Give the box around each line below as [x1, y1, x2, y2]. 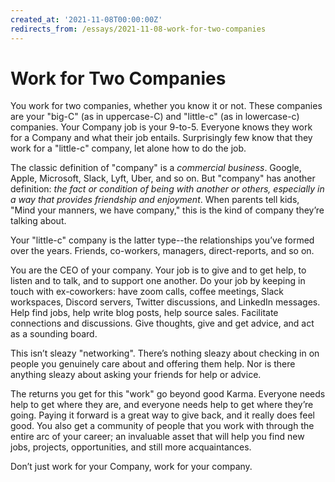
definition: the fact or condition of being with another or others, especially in [10, 183, 325, 195]
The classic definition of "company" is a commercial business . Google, [10, 162, 302, 174]
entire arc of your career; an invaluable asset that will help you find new [10, 431, 305, 443]
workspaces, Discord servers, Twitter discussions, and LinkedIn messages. [10, 296, 321, 308]
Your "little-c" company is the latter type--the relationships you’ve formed [10, 234, 315, 246]
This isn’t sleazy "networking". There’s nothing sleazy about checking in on [10, 347, 320, 360]
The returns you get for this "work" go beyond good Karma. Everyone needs [10, 388, 326, 400]
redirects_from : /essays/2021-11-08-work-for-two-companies [10, 24, 267, 34]
